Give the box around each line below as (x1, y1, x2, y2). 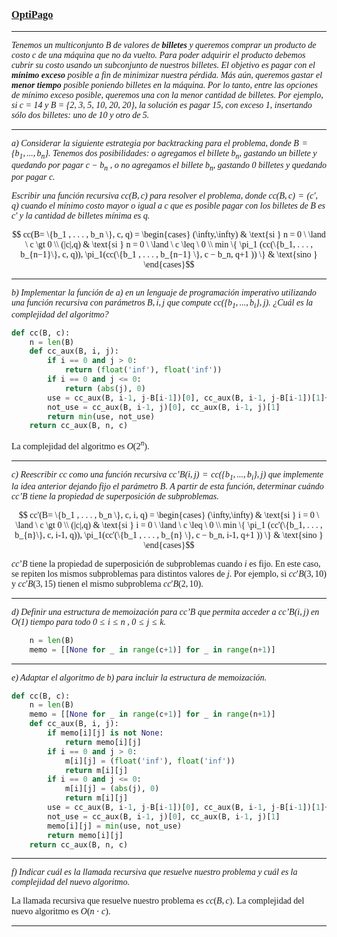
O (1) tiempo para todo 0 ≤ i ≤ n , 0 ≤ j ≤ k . (11, 616, 167, 627)
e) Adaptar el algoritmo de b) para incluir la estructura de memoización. (11, 672, 268, 683)
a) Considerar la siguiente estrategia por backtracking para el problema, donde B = (11, 138, 309, 149)
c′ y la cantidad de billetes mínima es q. (11, 210, 151, 221)
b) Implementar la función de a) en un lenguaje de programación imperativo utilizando (11, 287, 317, 298)
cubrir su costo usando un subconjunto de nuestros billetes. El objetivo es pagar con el (11, 60, 316, 71)
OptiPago (11, 8, 54, 21)
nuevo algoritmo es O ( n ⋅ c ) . (11, 906, 111, 917)
